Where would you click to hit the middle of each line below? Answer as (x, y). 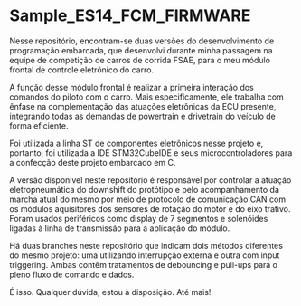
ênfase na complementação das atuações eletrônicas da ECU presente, (143, 106)
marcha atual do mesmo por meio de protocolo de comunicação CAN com (148, 199)
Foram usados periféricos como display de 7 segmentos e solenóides (139, 218)
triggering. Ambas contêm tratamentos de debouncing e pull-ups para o (144, 264)
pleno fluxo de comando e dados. (72, 274)
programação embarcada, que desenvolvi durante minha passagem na (141, 50)
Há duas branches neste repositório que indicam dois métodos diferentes (146, 245)
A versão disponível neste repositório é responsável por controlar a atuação (150, 180)
